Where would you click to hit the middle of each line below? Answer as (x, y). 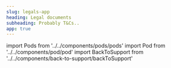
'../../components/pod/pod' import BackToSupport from (75, 52)
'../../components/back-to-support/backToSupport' (69, 58)
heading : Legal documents (39, 17)
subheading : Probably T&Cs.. (43, 23)
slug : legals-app (28, 12)
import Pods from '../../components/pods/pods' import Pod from (86, 46)
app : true (19, 29)
